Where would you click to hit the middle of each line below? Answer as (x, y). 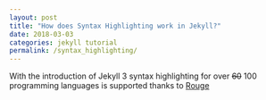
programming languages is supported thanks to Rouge (109, 86)
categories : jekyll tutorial (63, 42)
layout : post (33, 17)
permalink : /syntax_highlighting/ (74, 51)
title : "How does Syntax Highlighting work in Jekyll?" (115, 26)
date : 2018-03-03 (42, 34)
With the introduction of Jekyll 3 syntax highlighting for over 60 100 (133, 76)
